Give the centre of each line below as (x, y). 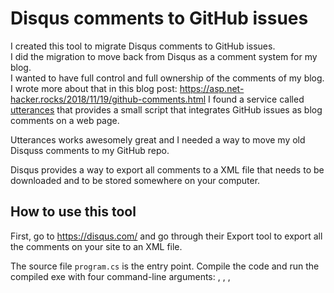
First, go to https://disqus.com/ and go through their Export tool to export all (166, 236)
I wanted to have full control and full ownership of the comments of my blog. (167, 78)
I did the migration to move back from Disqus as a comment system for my (164, 56)
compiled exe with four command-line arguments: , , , (120, 276)
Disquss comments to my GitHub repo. (90, 150)
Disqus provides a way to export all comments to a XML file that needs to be (167, 169)
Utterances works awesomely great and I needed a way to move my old (158, 139)
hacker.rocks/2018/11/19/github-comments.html (108, 99)
